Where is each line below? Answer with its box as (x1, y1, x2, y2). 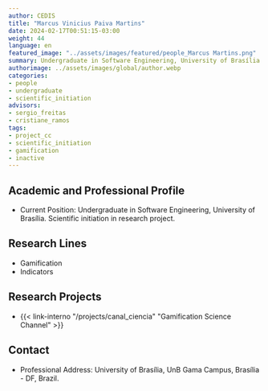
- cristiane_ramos (8, 117, 70, 125)
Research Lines (8, 237, 87, 250)
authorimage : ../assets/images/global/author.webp (8, 64, 181, 72)
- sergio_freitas (8, 109, 67, 117)
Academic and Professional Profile (8, 183, 185, 197)
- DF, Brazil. (19, 373, 59, 383)
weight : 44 (8, 34, 45, 43)
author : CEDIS (8, 11, 56, 20)
